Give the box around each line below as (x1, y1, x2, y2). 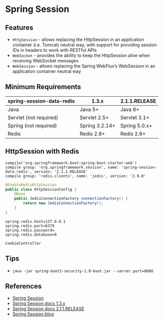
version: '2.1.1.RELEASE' (34, 169, 88, 174)
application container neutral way (12, 68, 81, 74)
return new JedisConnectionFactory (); (23, 201, 104, 206)
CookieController (5, 241, 41, 246)
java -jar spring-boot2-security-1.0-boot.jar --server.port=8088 (12, 268, 154, 274)
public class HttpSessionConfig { (5, 187, 77, 192)
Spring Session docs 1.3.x (12, 301, 66, 307)
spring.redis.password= (5, 228, 55, 233)
